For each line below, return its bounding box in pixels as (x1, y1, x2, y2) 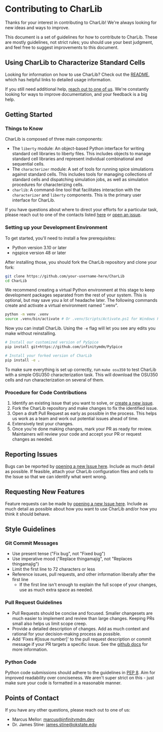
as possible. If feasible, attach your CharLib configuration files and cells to (5, 468, 154, 474)
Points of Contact (5, 694, 59, 702)
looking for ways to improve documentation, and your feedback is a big (5, 91, 147, 97)
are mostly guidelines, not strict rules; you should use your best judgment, (5, 39, 154, 45)
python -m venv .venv (5, 312, 49, 317)
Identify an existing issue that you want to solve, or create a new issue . (12, 400, 154, 406)
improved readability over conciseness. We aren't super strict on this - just (5, 675, 154, 680)
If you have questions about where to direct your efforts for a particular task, (5, 207, 158, 213)
